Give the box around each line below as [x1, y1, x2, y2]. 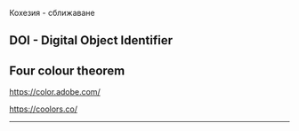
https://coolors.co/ [9, 104, 78, 114]
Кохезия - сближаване [9, 8, 95, 18]
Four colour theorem [9, 63, 125, 78]
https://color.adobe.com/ [9, 87, 101, 97]
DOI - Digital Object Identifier [9, 33, 174, 48]
